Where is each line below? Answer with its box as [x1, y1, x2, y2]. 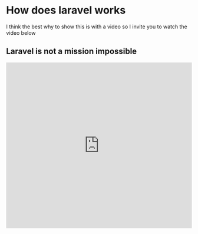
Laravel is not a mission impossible [6, 47, 137, 57]
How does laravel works [6, 4, 126, 17]
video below [6, 29, 37, 36]
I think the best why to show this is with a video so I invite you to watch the [6, 23, 187, 30]
